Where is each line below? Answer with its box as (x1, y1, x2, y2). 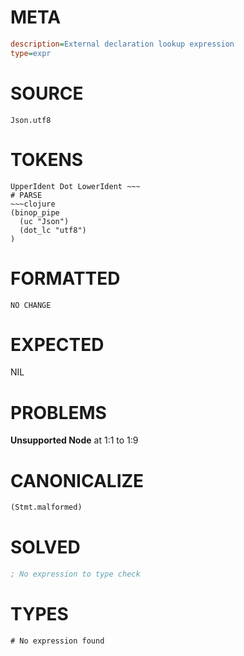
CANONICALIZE (10, 469, 145, 492)
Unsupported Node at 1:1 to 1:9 (10, 434, 139, 446)
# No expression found (10, 636, 105, 646)
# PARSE (10, 190, 43, 200)
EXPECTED (10, 333, 105, 356)
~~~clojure (10, 199, 56, 209)
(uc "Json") (19, 216, 70, 226)
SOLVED (10, 536, 81, 559)
